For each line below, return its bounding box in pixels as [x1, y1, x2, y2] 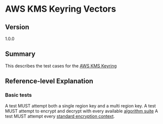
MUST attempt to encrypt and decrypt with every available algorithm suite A [5, 108, 158, 114]
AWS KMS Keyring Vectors [5, 3, 116, 15]
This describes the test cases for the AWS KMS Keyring [5, 62, 117, 69]
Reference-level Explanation [5, 77, 94, 85]
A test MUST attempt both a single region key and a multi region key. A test [5, 103, 156, 108]
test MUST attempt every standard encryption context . [5, 113, 115, 119]
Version [5, 23, 29, 31]
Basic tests [5, 92, 32, 99]
